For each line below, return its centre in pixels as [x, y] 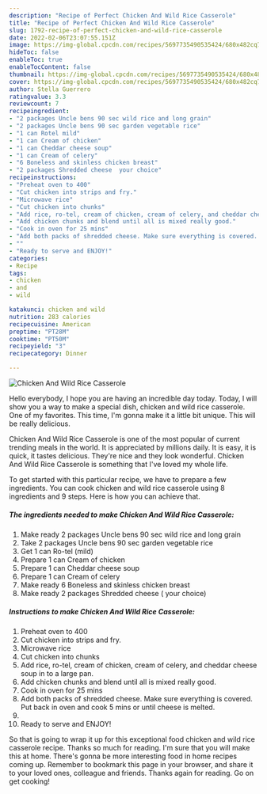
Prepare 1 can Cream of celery [70, 576]
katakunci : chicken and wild [57, 310]
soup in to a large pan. [57, 673]
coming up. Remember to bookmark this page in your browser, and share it [131, 764]
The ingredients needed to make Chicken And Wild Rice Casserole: [122, 515]
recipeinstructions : [43, 178]
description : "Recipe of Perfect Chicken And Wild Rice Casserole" [123, 15]
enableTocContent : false [50, 67]
